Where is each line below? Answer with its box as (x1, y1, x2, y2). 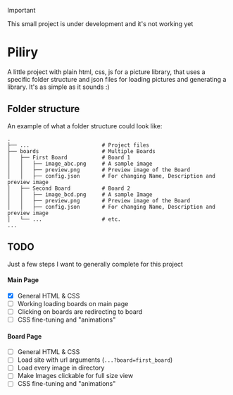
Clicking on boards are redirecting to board (17, 307, 143, 316)
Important (7, 6, 36, 14)
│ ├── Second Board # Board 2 (7, 185, 131, 192)
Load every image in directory (17, 363, 105, 372)
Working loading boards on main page (17, 299, 129, 308)
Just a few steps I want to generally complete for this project (7, 260, 183, 268)
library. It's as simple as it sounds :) (7, 83, 111, 91)
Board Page (7, 332, 42, 341)
